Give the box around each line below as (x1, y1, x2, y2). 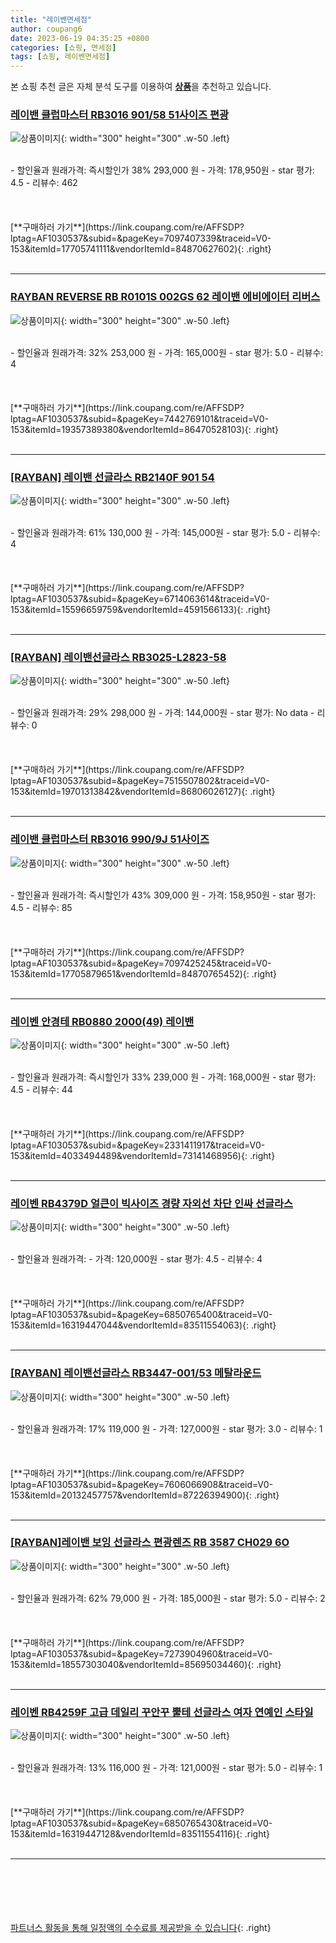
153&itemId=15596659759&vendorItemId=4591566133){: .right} (10, 604, 272, 616)
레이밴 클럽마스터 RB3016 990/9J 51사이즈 (10, 832, 210, 846)
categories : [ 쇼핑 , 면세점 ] (10, 42, 117, 53)
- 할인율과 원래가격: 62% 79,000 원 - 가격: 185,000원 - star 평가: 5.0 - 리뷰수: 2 (10, 1592, 326, 1604)
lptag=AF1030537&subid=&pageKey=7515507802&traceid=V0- (10, 775, 270, 787)
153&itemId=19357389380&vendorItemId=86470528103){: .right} (10, 423, 280, 435)
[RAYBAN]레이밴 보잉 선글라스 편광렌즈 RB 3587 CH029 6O (10, 1536, 290, 1550)
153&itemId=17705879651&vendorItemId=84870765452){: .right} (10, 967, 278, 980)
